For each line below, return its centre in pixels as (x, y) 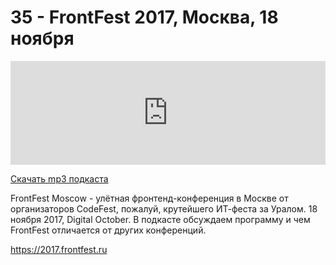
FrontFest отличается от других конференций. (108, 230)
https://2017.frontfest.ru (59, 249)
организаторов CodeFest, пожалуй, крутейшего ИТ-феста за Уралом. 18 (164, 208)
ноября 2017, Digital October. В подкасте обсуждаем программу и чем (160, 219)
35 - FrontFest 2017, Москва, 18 (144, 17)
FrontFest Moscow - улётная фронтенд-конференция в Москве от (149, 198)
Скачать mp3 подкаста (59, 178)
